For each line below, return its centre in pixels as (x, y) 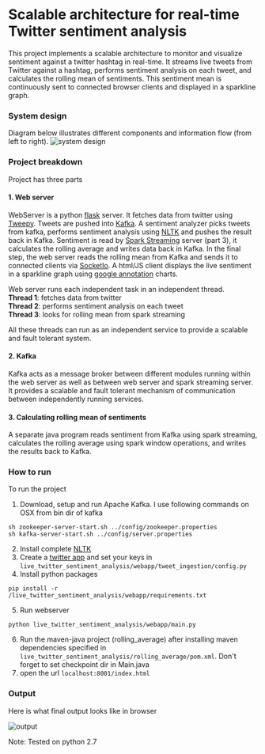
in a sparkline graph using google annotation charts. (93, 274)
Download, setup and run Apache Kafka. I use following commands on (134, 505)
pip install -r (33, 589)
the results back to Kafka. (50, 452)
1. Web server (31, 197)
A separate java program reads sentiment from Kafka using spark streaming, (133, 435)
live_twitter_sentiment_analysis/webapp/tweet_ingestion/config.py (133, 566)
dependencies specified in (63, 648)
